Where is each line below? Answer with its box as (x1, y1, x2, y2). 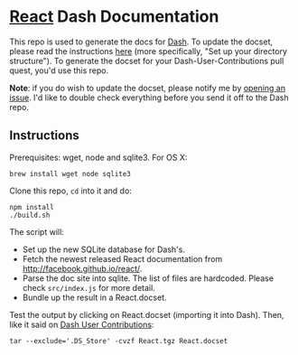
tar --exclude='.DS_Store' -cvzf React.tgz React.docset (9, 336, 228, 345)
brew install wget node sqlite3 (9, 169, 131, 178)
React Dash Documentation (9, 6, 219, 27)
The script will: (9, 226, 65, 237)
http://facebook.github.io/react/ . (22, 263, 143, 274)
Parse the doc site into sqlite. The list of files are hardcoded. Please (22, 273, 274, 284)
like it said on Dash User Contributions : (9, 319, 154, 330)
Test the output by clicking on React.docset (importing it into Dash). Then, (9, 309, 284, 320)
